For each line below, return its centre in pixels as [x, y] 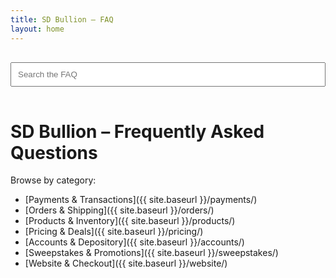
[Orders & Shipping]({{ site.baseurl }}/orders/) [119, 210]
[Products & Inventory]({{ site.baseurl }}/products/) [130, 221]
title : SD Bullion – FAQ [62, 19]
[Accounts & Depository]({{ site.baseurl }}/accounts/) [134, 242]
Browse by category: [53, 180]
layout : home [37, 29]
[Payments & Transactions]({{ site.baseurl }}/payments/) [141, 200]
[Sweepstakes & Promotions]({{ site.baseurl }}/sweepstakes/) [151, 253]
